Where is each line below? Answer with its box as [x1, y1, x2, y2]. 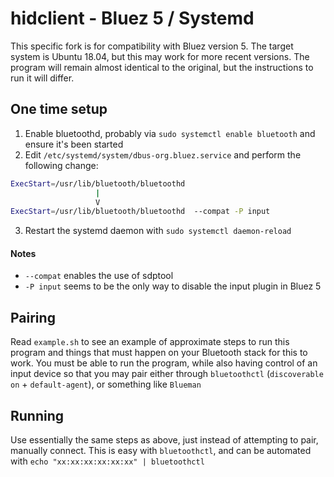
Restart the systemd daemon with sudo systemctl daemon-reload [24, 225, 292, 237]
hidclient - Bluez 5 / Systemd [10, 7, 255, 30]
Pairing [10, 309, 56, 326]
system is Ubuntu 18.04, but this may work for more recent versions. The [10, 50, 310, 62]
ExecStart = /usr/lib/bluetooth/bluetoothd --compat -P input [10, 207, 271, 217]
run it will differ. [10, 72, 75, 84]
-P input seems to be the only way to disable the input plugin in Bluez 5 [24, 280, 322, 292]
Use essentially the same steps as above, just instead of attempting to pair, [10, 434, 319, 446]
